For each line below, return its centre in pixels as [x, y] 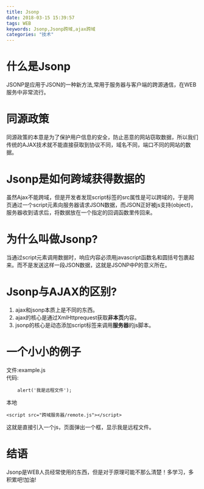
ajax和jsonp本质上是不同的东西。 [57, 310]
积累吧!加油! [21, 479]
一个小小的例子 [44, 352]
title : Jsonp [23, 12]
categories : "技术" [30, 35]
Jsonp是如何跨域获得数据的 [76, 179]
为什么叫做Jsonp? [52, 240]
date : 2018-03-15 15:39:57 [40, 18]
